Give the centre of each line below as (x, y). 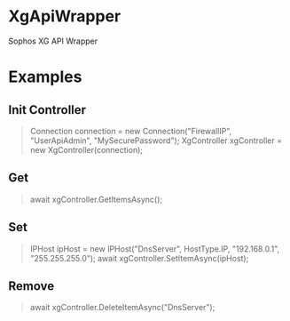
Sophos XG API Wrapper (53, 41)
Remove (31, 286)
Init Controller (47, 110)
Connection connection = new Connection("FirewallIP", (131, 131)
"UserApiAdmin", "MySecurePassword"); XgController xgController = (156, 140)
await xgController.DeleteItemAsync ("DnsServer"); (122, 308)
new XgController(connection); (86, 149)
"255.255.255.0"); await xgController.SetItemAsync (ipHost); (139, 258)
